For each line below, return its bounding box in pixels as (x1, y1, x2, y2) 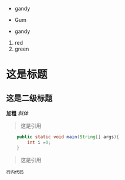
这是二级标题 (6, 93, 53, 103)
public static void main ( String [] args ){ (16, 134, 119, 140)
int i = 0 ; (27, 139, 51, 145)
